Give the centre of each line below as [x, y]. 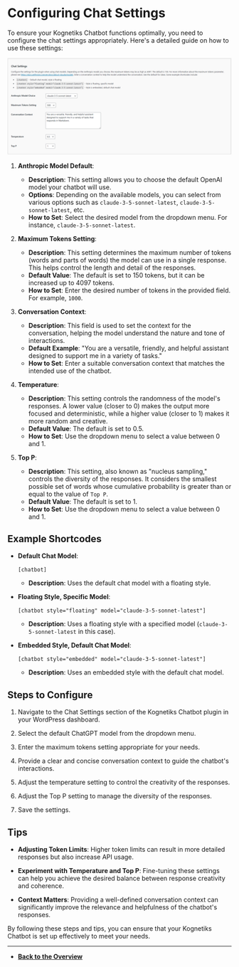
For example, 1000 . [55, 297]
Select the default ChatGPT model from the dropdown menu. [107, 734]
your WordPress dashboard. [59, 719]
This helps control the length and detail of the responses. [112, 268]
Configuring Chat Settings [86, 13]
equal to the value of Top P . [68, 494]
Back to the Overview [50, 956]
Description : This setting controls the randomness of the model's [124, 398]
